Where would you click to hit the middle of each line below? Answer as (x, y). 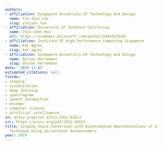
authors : (14, 9)
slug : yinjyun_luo (28, 23)
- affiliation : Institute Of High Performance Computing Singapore (75, 41)
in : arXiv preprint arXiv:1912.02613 (43, 117)
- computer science (25, 109)
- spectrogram (19, 95)
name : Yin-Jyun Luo (29, 18)
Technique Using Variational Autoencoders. (54, 131)
